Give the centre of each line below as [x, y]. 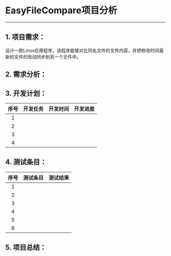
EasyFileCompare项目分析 [61, 10]
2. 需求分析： [26, 74]
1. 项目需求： [25, 37]
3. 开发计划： [26, 93]
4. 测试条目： [26, 162]
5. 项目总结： [26, 248]
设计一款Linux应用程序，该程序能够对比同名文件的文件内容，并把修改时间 [82, 50]
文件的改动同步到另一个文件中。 [48, 57]
